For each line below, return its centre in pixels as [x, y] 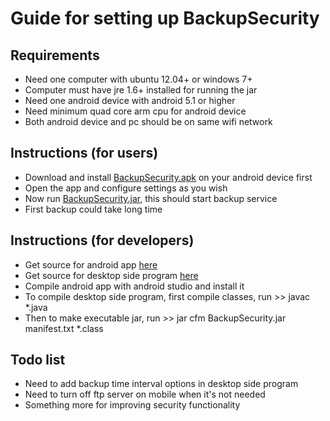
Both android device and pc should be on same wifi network [148, 121]
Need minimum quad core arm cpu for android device [135, 111]
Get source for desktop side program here [111, 275]
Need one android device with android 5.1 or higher [130, 100]
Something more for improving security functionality [132, 405]
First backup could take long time [93, 209]
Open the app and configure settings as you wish [126, 188]
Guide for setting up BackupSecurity [165, 18]
